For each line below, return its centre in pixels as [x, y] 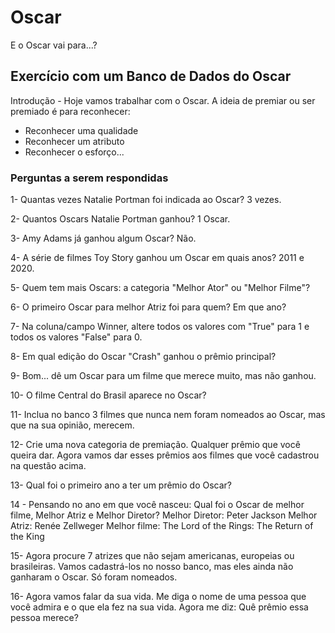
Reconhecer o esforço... [74, 152]
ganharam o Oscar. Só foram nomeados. [94, 577]
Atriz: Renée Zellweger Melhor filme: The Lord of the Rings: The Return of [162, 526]
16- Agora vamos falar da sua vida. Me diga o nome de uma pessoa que [158, 597]
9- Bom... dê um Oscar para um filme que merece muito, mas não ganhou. [163, 376]
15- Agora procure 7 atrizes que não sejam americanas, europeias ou [152, 556]
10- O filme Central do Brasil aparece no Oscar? [108, 395]
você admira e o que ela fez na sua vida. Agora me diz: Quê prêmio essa [159, 607]
